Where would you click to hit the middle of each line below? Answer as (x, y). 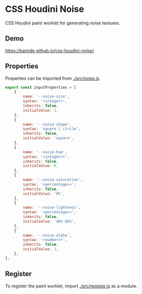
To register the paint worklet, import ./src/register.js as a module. (71, 286)
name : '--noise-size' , (46, 97)
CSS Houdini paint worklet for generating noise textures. (63, 23)
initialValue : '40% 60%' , (50, 221)
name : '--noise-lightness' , (52, 207)
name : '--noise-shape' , (47, 124)
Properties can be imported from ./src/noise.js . (53, 78)
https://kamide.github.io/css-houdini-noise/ (49, 50)
